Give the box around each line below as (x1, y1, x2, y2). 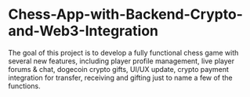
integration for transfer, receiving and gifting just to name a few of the (8, 73, 233, 82)
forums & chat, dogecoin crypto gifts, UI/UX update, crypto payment (8, 64, 230, 74)
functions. (8, 81, 41, 91)
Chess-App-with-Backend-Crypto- (8, 5, 243, 23)
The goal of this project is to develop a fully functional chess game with (8, 48, 239, 57)
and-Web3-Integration (8, 22, 159, 40)
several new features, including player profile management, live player (8, 56, 235, 66)
